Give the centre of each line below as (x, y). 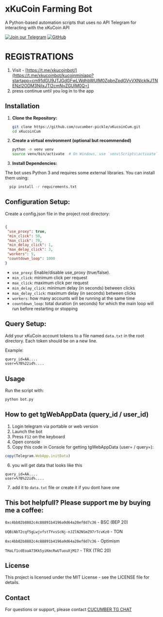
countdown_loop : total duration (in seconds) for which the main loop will (83, 303)
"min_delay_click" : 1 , (30, 245)
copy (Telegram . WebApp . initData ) (38, 456)
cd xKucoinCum (26, 131)
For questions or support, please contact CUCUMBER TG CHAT (68, 610)
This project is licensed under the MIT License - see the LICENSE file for (77, 577)
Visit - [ (19, 70)
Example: (14, 350)
